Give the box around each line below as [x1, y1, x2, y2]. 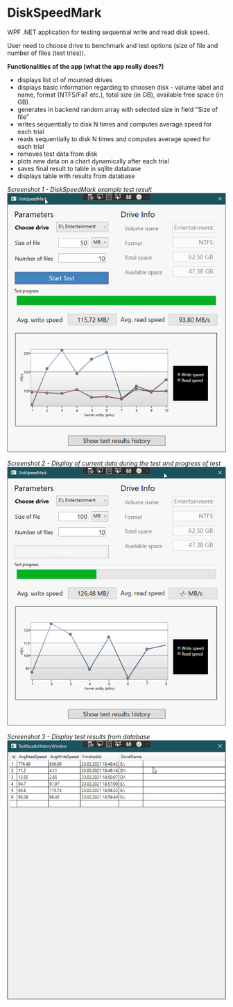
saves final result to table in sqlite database [17, 164, 141, 172]
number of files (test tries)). [7, 49, 86, 57]
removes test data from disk [17, 150, 98, 158]
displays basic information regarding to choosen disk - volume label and [17, 83, 224, 91]
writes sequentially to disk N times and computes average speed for [17, 120, 212, 128]
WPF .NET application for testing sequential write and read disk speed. [7, 28, 209, 36]
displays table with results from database [17, 172, 135, 180]
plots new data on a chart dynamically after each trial [17, 156, 170, 165]
